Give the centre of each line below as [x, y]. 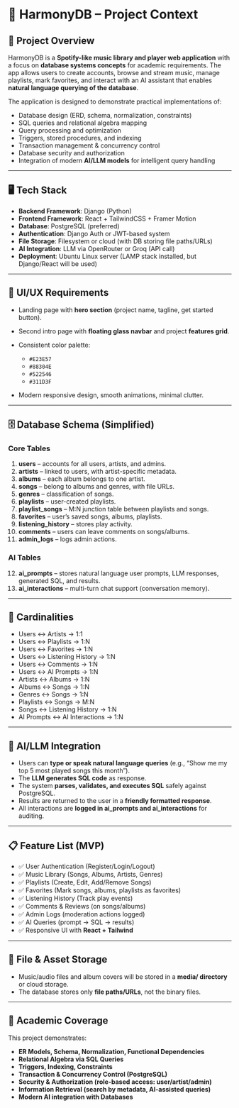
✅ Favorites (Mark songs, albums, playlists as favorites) [100, 890]
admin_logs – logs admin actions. [68, 539]
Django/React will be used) [58, 264]
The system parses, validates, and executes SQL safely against [112, 786]
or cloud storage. [44, 984]
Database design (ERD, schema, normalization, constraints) [105, 115]
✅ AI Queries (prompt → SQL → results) [76, 922]
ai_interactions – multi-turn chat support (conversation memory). [114, 588]
